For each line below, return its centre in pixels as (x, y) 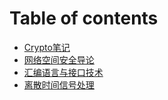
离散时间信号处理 (59, 84)
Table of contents (84, 18)
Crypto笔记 (47, 47)
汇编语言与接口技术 (63, 72)
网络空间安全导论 (59, 59)
